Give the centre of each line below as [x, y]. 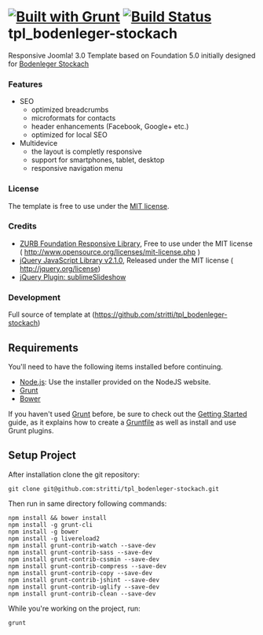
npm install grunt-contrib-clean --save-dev [82, 594]
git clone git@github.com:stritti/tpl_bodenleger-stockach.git [114, 488]
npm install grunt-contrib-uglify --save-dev [84, 587]
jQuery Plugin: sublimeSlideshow [73, 277]
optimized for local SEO [69, 135]
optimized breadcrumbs [70, 110]
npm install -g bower [44, 532]
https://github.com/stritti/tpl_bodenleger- [161, 314]
